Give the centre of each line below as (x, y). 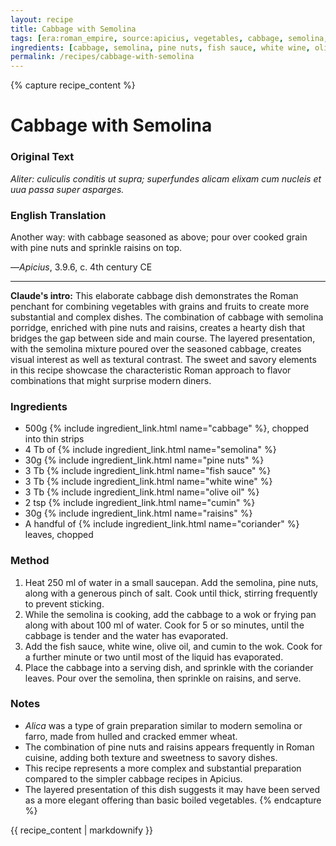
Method (30, 561)
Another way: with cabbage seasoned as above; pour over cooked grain (159, 237)
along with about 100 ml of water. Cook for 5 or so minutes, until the (164, 625)
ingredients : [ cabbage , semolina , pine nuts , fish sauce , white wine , (160, 47)
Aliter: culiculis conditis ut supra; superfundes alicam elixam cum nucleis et (166, 178)
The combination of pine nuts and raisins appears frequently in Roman (169, 747)
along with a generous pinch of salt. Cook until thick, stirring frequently (171, 593)
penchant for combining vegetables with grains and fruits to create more (160, 306)
